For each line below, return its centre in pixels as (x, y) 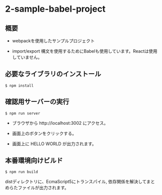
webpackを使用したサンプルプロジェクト (53, 41)
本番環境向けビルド (34, 161)
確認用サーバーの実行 (37, 102)
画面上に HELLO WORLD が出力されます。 (54, 144)
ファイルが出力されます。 (43, 188)
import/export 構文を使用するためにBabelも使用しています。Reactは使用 (85, 51)
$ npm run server (23, 113)
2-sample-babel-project (55, 9)
